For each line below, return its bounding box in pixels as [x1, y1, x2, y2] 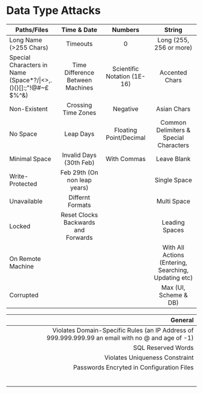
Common [160, 118, 187, 127]
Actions [162, 251, 184, 259]
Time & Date [61, 25, 98, 34]
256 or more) [154, 43, 193, 51]
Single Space [154, 176, 192, 184]
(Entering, [159, 258, 187, 266]
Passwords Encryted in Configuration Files [73, 363, 194, 371]
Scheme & [159, 291, 188, 299]
